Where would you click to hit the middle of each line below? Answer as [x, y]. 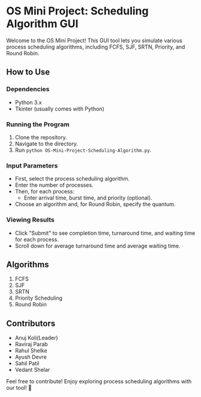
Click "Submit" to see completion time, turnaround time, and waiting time [105, 233]
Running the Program [38, 124]
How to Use [28, 72]
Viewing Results [31, 220]
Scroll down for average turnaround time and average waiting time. [97, 246]
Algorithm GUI [42, 24]
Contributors [31, 323]
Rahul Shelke [31, 351]
